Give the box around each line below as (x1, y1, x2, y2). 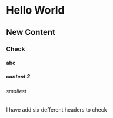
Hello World (6, 4, 65, 17)
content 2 (6, 73, 31, 80)
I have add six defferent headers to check (6, 106, 107, 113)
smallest (6, 88, 27, 95)
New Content (6, 27, 56, 37)
